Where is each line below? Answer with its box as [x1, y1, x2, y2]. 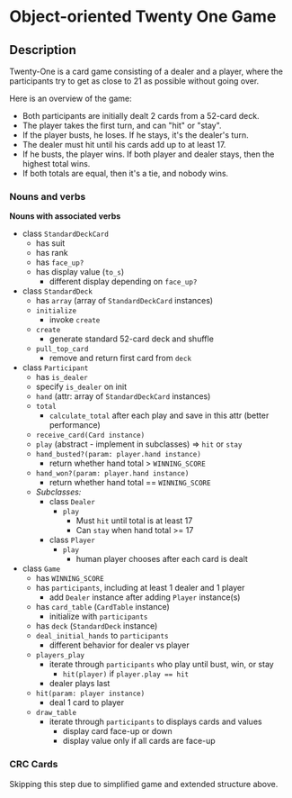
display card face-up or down [62, 726, 173, 737]
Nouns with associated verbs [9, 211, 121, 222]
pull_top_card [35, 345, 89, 354]
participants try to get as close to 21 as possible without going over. [9, 76, 260, 86]
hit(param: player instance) [35, 689, 146, 699]
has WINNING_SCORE [35, 573, 105, 584]
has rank [35, 248, 69, 258]
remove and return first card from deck [49, 353, 191, 364]
